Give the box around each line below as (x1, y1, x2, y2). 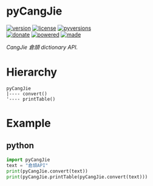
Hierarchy (6, 65, 58, 79)
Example (6, 116, 51, 131)
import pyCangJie (6, 157, 50, 163)
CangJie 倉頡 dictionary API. (6, 43, 78, 51)
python (6, 140, 35, 151)
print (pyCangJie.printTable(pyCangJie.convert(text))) (6, 174, 148, 180)
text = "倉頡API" (6, 162, 49, 168)
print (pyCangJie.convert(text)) (6, 168, 88, 174)
